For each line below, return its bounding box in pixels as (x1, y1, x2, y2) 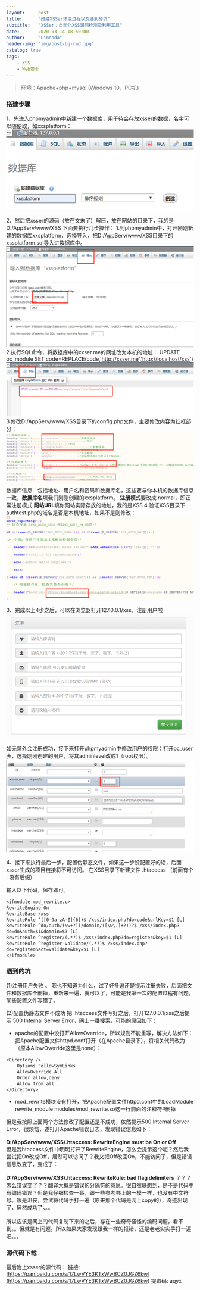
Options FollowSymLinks (17, 1063, 76, 1069)
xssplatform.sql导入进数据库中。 (6, 239, 86, 246)
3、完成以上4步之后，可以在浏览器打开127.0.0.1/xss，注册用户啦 (6, 607, 163, 613)
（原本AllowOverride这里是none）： (14, 1044, 102, 1051)
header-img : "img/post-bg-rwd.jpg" (6, 41, 95, 47)
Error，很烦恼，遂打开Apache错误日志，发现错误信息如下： (6, 1125, 152, 1132)
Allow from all (17, 1080, 55, 1086)
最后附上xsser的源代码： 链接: (6, 1264, 80, 1271)
